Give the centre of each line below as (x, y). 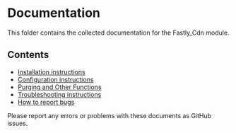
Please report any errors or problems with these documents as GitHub (110, 115)
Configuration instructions (55, 79)
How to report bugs (46, 102)
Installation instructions (52, 71)
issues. (18, 123)
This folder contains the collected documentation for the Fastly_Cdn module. (118, 33)
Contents (28, 55)
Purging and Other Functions (59, 87)
